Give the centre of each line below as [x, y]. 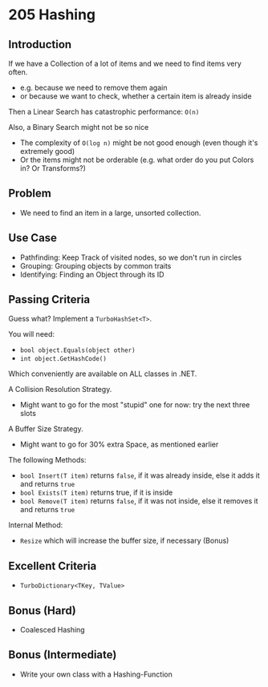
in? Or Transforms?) [53, 168]
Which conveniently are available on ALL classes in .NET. [103, 374]
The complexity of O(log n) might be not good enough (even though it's [139, 143]
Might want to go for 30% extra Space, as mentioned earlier [119, 445]
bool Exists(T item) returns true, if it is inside [96, 493]
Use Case [33, 238]
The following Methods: [47, 460]
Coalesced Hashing [53, 630]
